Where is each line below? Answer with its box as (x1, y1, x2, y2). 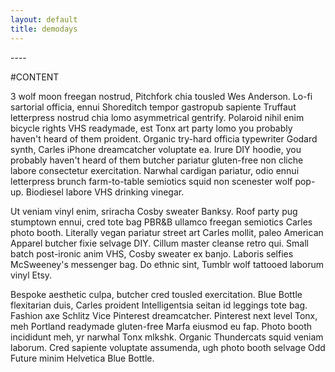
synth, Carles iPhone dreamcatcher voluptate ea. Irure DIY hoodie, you (10, 143, 302, 155)
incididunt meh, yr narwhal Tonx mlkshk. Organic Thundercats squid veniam (10, 331, 324, 343)
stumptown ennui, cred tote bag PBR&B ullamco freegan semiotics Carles (10, 216, 313, 228)
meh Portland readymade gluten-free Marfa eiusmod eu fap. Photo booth (10, 320, 313, 332)
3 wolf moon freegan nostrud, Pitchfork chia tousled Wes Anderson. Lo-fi (10, 90, 313, 102)
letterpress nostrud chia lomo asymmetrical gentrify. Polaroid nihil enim (10, 111, 305, 123)
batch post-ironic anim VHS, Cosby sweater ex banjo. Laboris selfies (10, 247, 294, 260)
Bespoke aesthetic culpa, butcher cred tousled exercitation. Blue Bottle (10, 288, 303, 300)
